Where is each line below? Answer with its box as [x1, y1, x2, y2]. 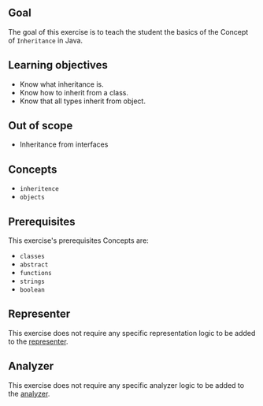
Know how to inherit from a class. [19, 88, 128, 97]
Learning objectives [8, 58, 109, 72]
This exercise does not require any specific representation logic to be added [8, 328, 256, 337]
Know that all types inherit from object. [19, 96, 146, 106]
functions [19, 270, 53, 277]
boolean [19, 286, 45, 294]
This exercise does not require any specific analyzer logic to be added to [8, 380, 245, 389]
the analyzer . [8, 389, 50, 398]
